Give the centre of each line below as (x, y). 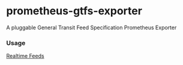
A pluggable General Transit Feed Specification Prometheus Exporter (91, 27)
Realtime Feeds (25, 56)
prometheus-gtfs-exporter (74, 11)
